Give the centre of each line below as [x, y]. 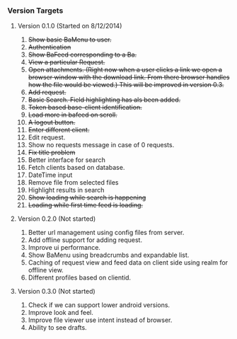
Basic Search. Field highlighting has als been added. [104, 100]
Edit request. [47, 137]
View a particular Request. [67, 62]
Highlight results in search [66, 190]
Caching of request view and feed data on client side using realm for [128, 263]
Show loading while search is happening [87, 197]
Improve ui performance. [64, 248]
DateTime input [50, 175]
